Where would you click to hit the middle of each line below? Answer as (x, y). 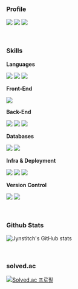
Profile (16, 9)
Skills (15, 51)
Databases (20, 136)
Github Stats (25, 225)
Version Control (27, 185)
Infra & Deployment (31, 160)
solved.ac (21, 266)
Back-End (19, 112)
